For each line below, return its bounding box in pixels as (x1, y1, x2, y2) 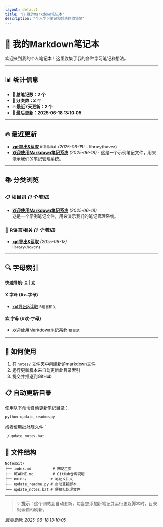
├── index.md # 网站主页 (5, 466, 72, 471)
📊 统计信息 (5, 76, 39, 84)
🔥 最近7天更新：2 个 (12, 104, 53, 110)
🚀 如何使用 (5, 347, 36, 356)
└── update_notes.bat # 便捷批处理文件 (5, 487, 81, 492)
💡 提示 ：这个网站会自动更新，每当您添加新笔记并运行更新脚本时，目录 (16, 501, 158, 507)
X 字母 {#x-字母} (5, 292, 39, 297)
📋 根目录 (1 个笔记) (5, 194, 50, 200)
